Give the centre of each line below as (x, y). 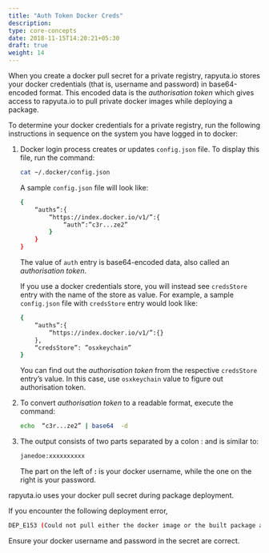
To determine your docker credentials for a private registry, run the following (134, 125)
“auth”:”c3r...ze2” (95, 225)
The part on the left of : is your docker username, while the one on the (136, 471)
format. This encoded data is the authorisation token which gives (147, 92)
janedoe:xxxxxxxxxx (52, 456)
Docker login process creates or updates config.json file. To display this (140, 149)
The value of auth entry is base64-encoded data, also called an (124, 262)
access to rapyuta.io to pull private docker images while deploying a (120, 101)
